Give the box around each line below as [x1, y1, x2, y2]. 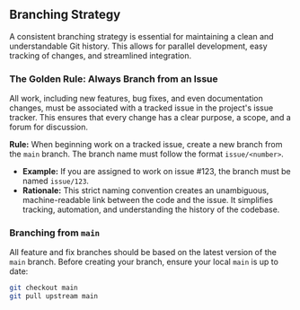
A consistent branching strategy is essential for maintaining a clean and [9, 31, 274, 41]
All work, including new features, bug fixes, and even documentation [9, 93, 263, 104]
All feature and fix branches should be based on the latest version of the [9, 247, 277, 258]
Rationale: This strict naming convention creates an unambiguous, [22, 185, 269, 196]
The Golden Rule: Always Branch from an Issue [9, 72, 218, 84]
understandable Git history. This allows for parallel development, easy [9, 40, 268, 51]
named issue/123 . [22, 175, 90, 187]
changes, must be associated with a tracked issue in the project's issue [9, 102, 274, 113]
